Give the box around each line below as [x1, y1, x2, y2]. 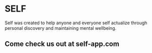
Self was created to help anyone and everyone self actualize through [5, 20, 147, 26]
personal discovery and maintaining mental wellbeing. [5, 25, 117, 31]
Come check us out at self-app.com [5, 40, 119, 48]
